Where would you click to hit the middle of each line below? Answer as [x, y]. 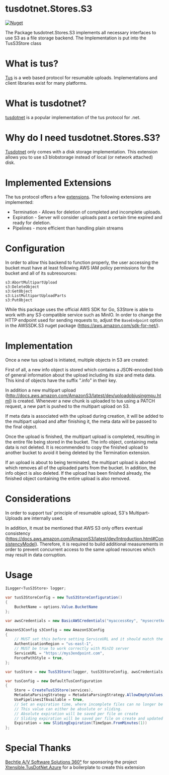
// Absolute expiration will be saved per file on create [76, 714]
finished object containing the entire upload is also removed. [68, 478]
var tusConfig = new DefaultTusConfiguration [54, 681]
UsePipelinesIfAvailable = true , [49, 700]
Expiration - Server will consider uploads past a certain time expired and [87, 217]
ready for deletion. [32, 223]
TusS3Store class [23, 43]
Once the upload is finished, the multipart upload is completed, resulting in [82, 436]
